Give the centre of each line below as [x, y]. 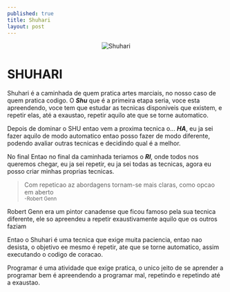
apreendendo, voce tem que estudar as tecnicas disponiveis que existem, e [115, 108]
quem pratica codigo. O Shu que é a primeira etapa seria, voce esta [104, 100]
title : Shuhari [29, 20]
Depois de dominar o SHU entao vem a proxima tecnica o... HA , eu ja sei [110, 129]
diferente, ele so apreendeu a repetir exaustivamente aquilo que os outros [112, 219]
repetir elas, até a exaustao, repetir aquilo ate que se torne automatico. [108, 116]
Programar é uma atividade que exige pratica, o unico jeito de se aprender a [115, 268]
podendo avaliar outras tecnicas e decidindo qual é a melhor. [94, 143]
